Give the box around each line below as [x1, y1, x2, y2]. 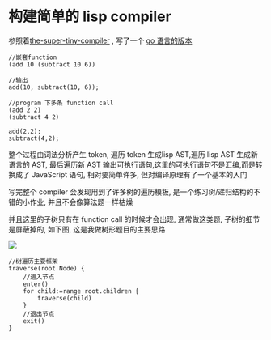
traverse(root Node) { [8, 264, 85, 272]
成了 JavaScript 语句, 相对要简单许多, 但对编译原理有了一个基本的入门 [15, 169, 248, 179]
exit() [23, 317, 45, 325]
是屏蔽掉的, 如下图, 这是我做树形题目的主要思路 [8, 224, 166, 234]
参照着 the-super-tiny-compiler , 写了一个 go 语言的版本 [8, 36, 193, 45]
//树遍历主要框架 [8, 257, 58, 266]
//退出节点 [23, 309, 55, 318]
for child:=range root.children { [23, 287, 139, 295]
